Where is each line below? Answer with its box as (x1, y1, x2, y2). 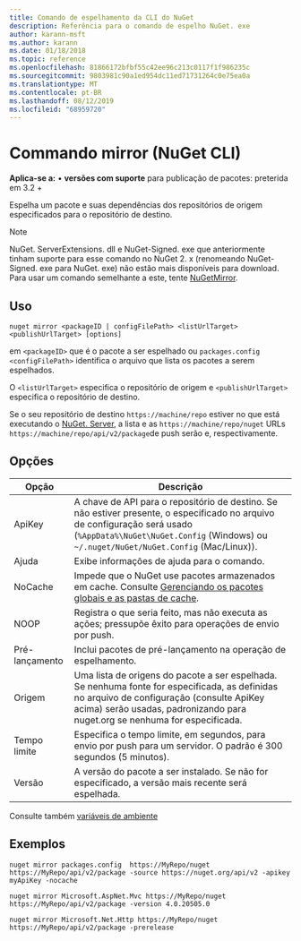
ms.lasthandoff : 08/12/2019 (9, 96, 115, 106)
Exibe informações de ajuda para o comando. (73, 554, 265, 567)
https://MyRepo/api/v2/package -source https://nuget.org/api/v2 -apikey (9, 868, 291, 877)
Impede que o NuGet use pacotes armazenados (73, 569, 276, 582)
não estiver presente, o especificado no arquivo (73, 507, 275, 519)
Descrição (158, 480, 203, 492)
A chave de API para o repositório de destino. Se (73, 495, 278, 508)
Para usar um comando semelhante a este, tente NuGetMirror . (9, 272, 238, 283)
